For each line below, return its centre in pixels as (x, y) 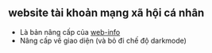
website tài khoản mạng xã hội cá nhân (106, 13)
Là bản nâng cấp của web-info (70, 32)
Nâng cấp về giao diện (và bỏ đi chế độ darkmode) (103, 40)
